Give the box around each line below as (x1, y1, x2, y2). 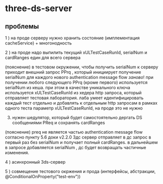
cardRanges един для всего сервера (5, 55, 81, 61)
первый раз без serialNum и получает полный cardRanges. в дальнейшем (5, 139, 158, 145)
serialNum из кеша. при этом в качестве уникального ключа (5, 85, 130, 90)
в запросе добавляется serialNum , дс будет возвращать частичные (5, 145, 146, 150)
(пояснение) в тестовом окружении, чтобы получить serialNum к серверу (5, 64, 159, 70)
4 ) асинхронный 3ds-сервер (5, 159, 66, 165)
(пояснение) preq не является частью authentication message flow (5, 129, 143, 135)
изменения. (5, 150, 29, 155)
